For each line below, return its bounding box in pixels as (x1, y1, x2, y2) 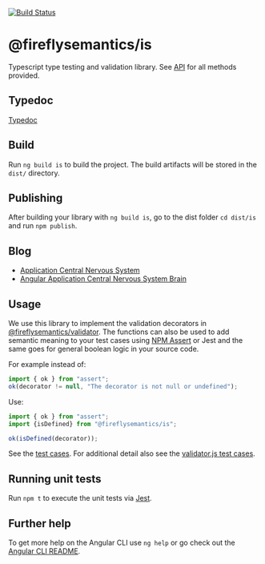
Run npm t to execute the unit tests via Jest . (8, 493, 152, 503)
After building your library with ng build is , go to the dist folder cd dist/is (8, 212, 256, 222)
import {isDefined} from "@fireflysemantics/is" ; (8, 420, 178, 428)
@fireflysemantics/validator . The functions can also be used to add (8, 327, 230, 336)
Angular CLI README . (8, 546, 81, 556)
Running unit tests (8, 472, 102, 485)
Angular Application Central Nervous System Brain (19, 274, 187, 284)
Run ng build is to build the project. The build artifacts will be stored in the (8, 159, 258, 169)
